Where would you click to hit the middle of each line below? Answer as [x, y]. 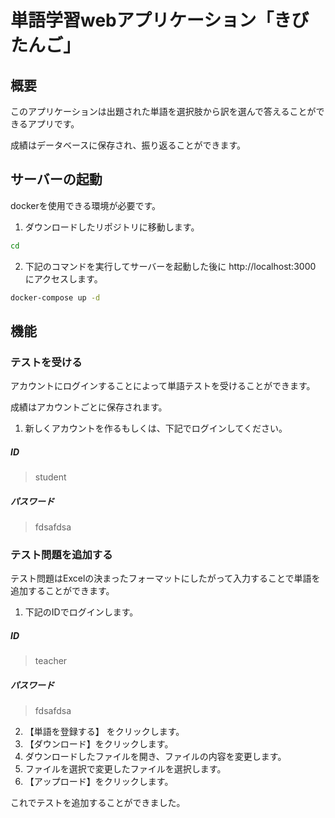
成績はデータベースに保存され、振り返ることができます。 [128, 145]
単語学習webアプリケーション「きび [160, 20]
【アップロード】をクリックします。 [99, 782]
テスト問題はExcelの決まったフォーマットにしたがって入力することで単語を [165, 578]
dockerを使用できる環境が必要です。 [86, 205]
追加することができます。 [62, 591]
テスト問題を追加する [61, 555]
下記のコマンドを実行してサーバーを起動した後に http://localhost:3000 [170, 266]
